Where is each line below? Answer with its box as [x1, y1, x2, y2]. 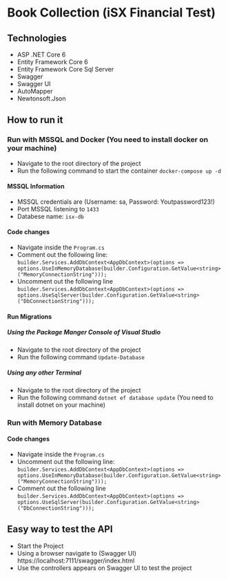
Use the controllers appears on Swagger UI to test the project [17, 563, 192, 572]
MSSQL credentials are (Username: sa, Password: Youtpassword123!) [17, 198, 216, 206]
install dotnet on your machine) [17, 401, 105, 409]
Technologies [7, 32, 68, 44]
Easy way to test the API [7, 523, 113, 535]
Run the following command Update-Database [17, 352, 145, 361]
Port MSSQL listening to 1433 [17, 204, 99, 213]
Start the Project [17, 542, 64, 550]
